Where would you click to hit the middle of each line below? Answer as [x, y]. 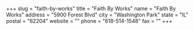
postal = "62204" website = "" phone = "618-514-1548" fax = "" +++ [89, 21]
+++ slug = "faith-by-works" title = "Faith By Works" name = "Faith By [91, 9]
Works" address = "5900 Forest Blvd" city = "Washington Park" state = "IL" [97, 15]
